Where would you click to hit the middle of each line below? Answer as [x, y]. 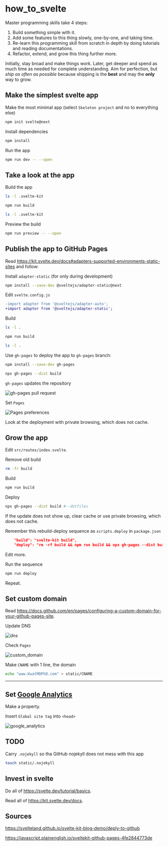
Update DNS [18, 626]
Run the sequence [24, 564]
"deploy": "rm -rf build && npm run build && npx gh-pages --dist [85, 545]
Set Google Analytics [39, 694]
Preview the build [23, 224]
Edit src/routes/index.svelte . [36, 450]
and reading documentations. [43, 48]
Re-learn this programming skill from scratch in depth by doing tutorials [86, 43]
